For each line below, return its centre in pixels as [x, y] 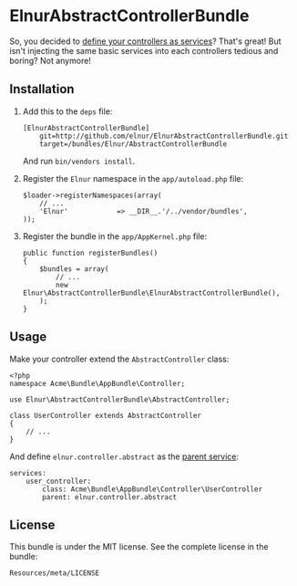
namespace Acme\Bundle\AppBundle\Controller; [97, 383]
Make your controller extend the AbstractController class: [119, 359]
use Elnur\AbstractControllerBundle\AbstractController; [120, 399]
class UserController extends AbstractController [106, 415]
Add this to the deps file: [67, 111]
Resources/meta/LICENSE [55, 573]
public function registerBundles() [90, 253]
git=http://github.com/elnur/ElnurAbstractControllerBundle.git [164, 136]
